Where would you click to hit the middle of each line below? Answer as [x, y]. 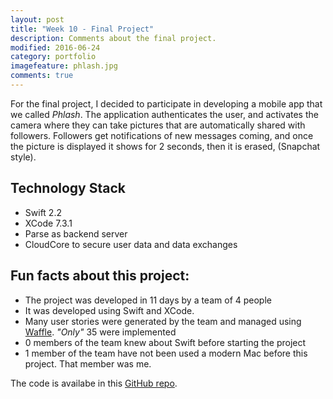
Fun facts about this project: [100, 276]
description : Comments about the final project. [113, 38]
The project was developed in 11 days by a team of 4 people [148, 300]
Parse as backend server [76, 233]
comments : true [42, 76]
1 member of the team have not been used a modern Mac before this [166, 353]
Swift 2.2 [43, 212]
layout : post [37, 19]
